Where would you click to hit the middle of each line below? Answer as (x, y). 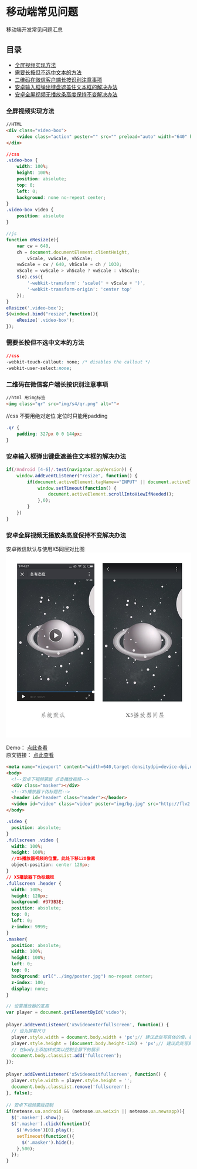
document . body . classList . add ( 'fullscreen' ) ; (67, 1056)
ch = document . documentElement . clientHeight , (73, 252)
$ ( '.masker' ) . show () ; (38, 1118)
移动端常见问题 (42, 12)
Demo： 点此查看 (27, 748)
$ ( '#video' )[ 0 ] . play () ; (46, 1130)
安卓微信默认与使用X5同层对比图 (45, 549)
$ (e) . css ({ (30, 277)
